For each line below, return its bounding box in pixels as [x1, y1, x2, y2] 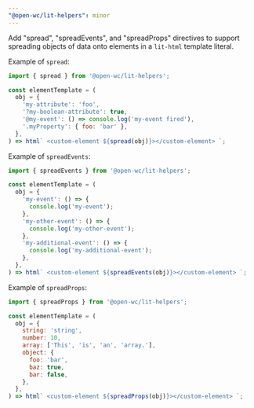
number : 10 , [22, 334, 61, 342]
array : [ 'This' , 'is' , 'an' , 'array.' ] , [22, 341, 156, 350]
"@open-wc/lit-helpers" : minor [8, 11, 111, 20]
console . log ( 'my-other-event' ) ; [28, 225, 135, 233]
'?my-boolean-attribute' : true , [22, 108, 128, 116]
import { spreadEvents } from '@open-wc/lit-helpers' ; [8, 167, 191, 175]
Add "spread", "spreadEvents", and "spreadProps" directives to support [8, 33, 241, 42]
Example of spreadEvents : [8, 151, 91, 161]
